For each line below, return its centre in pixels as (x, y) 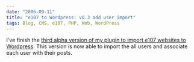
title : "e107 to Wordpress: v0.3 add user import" (71, 17)
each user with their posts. (39, 53)
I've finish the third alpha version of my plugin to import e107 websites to (96, 40)
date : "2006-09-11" (31, 12)
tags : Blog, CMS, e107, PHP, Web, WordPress (63, 23)
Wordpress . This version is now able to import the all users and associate (97, 46)
